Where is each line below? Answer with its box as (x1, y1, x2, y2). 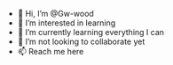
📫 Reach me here (17, 47, 84, 56)
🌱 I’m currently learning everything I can (17, 27, 165, 37)
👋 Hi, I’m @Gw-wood (17, 9, 95, 18)
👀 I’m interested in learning (17, 18, 116, 28)
